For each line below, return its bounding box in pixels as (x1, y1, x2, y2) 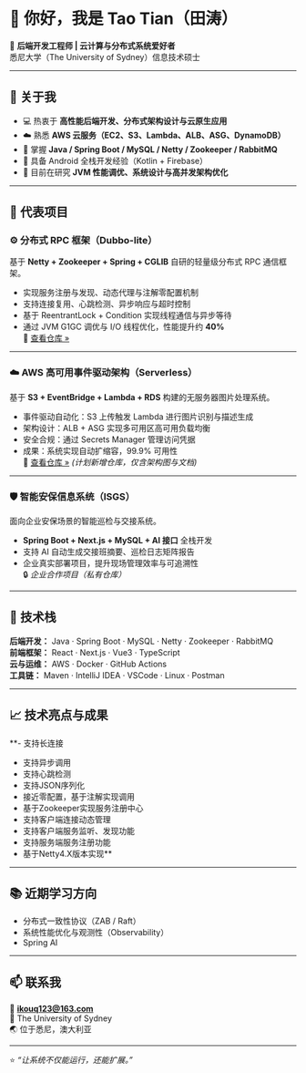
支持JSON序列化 (22, 779, 86, 790)
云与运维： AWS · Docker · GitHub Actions (9, 658, 167, 669)
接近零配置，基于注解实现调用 (22, 790, 135, 802)
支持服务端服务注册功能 (22, 836, 111, 848)
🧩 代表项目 (9, 204, 68, 220)
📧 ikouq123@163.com (9, 1004, 94, 1015)
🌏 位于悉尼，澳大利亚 (9, 1024, 93, 1035)
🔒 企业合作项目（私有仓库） (22, 569, 127, 580)
